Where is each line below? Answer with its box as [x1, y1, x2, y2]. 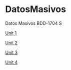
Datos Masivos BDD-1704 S [5, 20, 62, 26]
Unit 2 [5, 39, 18, 46]
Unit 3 [5, 49, 18, 55]
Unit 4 [5, 59, 18, 65]
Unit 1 [5, 30, 17, 36]
